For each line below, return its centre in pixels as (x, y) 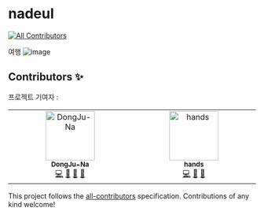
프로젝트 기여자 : (33, 97)
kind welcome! (32, 204)
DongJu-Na (70, 164)
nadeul (31, 14)
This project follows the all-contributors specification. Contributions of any (129, 196)
